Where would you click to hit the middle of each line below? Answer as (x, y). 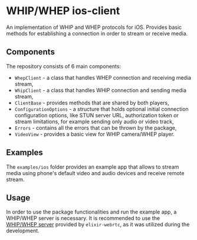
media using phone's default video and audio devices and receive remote (95, 173)
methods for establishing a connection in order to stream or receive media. (97, 33)
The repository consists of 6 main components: (64, 66)
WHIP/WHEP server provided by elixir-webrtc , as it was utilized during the (98, 225)
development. (23, 231)
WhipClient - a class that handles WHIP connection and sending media (101, 90)
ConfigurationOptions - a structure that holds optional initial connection (101, 109)
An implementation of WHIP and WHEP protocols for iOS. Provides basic (94, 27)
